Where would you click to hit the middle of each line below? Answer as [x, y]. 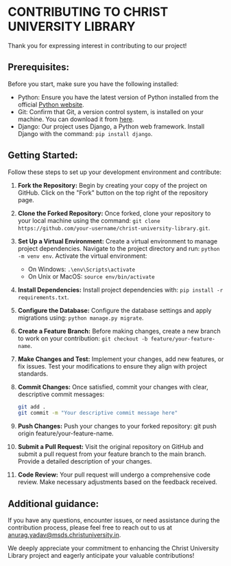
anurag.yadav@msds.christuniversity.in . [64, 535]
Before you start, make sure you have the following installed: [93, 84]
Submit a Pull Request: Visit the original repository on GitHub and [111, 447]
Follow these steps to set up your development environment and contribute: [115, 172]
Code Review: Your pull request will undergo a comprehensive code [114, 475]
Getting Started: [43, 155]
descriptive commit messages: [61, 394]
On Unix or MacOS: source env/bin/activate [91, 276]
